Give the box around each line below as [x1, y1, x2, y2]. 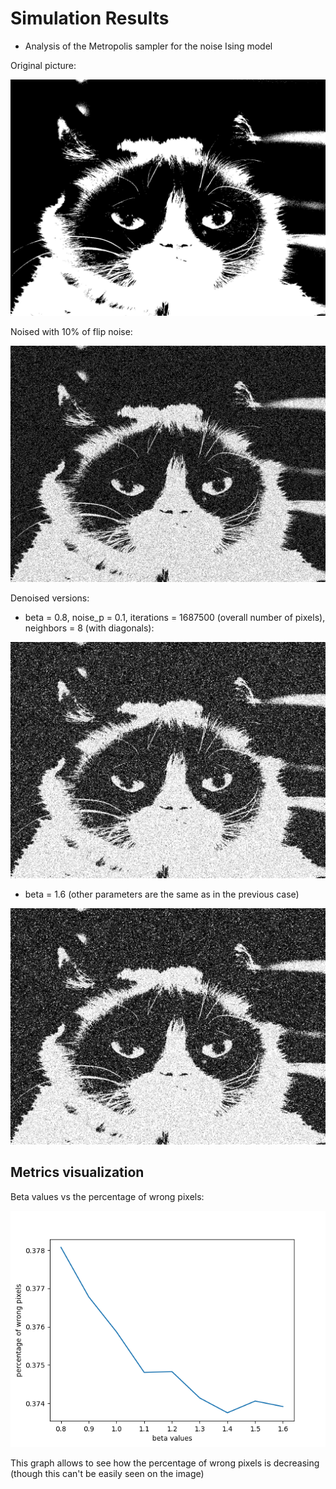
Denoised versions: [10, 592, 90, 604]
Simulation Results [10, 7, 170, 30]
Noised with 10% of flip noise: [10, 325, 133, 337]
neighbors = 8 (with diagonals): [24, 622, 155, 634]
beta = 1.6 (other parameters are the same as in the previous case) [24, 888, 300, 900]
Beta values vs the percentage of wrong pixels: [10, 1190, 205, 1202]
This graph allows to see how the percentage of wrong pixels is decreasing [10, 1457, 320, 1469]
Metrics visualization [10, 1164, 145, 1181]
